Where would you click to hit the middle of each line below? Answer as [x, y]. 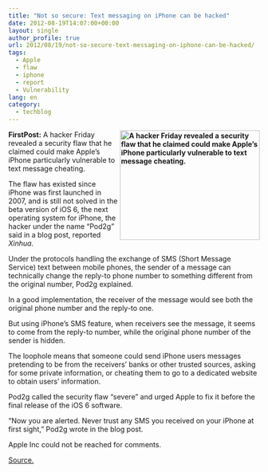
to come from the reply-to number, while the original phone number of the [130, 332]
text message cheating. [47, 169]
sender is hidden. [37, 340]
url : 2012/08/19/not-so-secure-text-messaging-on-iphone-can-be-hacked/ [132, 45]
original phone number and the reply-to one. [81, 308]
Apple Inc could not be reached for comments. [85, 444]
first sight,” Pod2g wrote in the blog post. [76, 429]
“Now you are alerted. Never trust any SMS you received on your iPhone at [131, 421]
